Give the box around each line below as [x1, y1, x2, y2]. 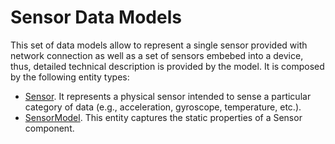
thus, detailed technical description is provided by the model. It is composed [10, 60, 325, 72]
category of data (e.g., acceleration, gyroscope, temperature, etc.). [24, 101, 302, 113]
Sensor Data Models [10, 6, 182, 29]
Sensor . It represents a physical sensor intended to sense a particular [24, 90, 312, 102]
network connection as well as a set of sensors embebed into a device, [10, 49, 304, 61]
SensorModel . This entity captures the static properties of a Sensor [24, 111, 303, 123]
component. [24, 122, 75, 134]
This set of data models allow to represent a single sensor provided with [10, 39, 308, 51]
